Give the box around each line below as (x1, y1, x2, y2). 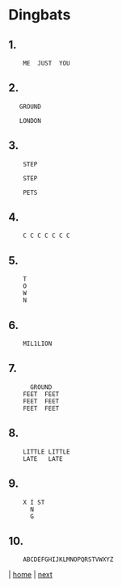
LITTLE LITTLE (23, 447, 70, 456)
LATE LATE (23, 454, 63, 462)
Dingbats (8, 6, 71, 24)
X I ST (23, 498, 45, 506)
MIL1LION (23, 340, 53, 348)
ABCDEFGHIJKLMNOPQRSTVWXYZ (23, 555, 114, 564)
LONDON (19, 116, 42, 125)
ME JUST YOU (23, 59, 70, 67)
